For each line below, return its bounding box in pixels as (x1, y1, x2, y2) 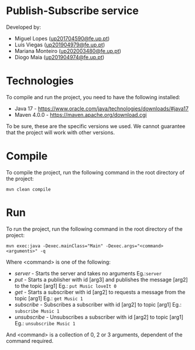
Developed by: (6, 23, 41, 31)
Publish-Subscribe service (6, 4, 139, 18)
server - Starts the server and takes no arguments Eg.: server (14, 270, 162, 277)
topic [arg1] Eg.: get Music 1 (14, 295, 83, 302)
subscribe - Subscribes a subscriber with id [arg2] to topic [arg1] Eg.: (14, 301, 182, 308)
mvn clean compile (6, 186, 51, 192)
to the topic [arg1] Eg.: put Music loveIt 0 (14, 282, 117, 289)
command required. (6, 337, 54, 344)
